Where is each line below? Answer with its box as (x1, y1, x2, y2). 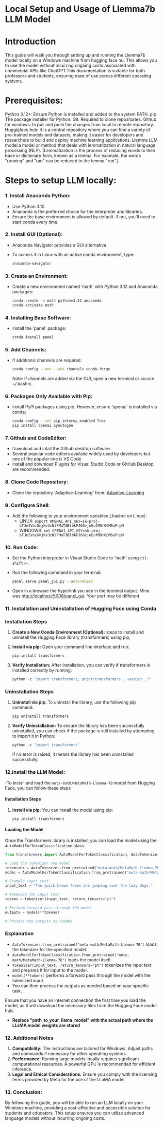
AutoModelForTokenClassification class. (5, 842, 85, 848)
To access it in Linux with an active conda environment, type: (12, 251, 134, 257)
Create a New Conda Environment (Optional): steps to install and (12, 630, 144, 635)
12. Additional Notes (5, 1034, 53, 1041)
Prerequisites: (5, 95, 63, 106)
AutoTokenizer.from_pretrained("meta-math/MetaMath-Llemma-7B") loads (12, 941, 157, 947)
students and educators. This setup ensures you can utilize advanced (5, 1110, 144, 1116)
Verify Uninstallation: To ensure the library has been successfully (12, 723, 145, 729)
